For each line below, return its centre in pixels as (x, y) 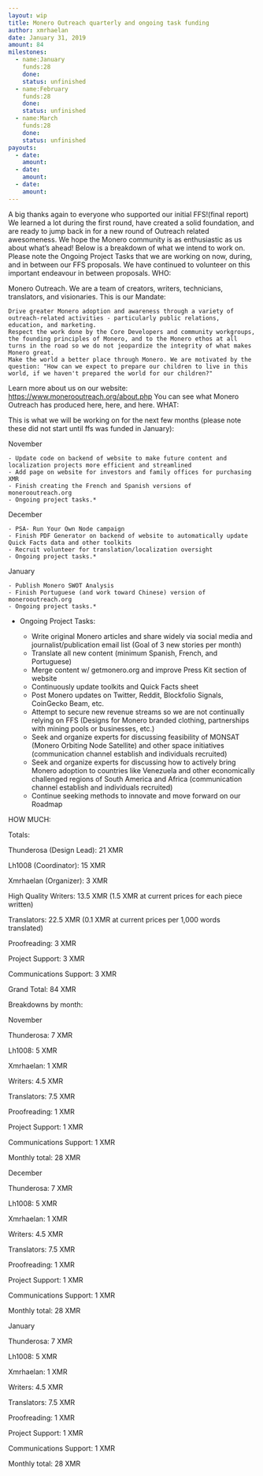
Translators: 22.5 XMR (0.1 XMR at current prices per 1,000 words (114, 919)
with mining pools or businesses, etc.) (93, 728)
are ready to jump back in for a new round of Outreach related (109, 231)
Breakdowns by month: (46, 1005)
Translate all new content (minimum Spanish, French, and (124, 653)
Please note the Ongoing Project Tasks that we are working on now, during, (130, 256)
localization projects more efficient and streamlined (100, 465)
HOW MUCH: (30, 819)
